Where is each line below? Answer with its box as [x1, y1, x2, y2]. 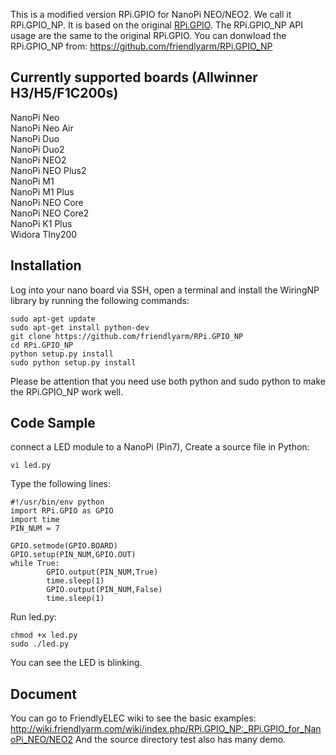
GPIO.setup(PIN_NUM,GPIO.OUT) [10, 550, 137, 560]
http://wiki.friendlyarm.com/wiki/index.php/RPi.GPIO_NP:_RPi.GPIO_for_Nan [10, 723, 322, 735]
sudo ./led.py [10, 639, 70, 649]
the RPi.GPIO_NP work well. [10, 385, 124, 398]
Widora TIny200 [10, 228, 78, 240]
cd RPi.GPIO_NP [10, 340, 74, 350]
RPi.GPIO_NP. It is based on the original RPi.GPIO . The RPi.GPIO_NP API [10, 19, 304, 31]
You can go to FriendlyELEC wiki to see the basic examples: [10, 712, 257, 724]
